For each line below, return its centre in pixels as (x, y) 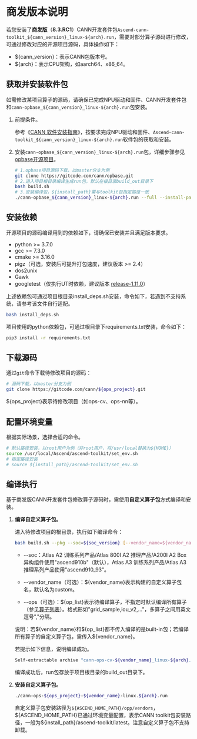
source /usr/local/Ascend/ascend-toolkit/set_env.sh (72, 453)
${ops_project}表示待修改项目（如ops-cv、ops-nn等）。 (74, 402)
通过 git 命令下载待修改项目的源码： (49, 373)
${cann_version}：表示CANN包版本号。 (62, 56)
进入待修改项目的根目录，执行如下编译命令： (69, 532)
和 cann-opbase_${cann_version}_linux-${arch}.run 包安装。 (79, 107)
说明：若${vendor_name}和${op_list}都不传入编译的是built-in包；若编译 (102, 629)
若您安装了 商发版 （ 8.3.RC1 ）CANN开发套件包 (62, 29)
